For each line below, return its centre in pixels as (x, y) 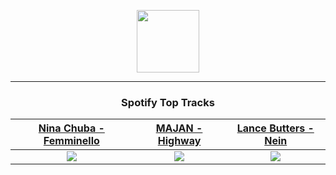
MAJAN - (179, 128)
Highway (179, 141)
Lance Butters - (275, 128)
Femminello (71, 141)
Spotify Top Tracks (168, 102)
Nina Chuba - (71, 128)
